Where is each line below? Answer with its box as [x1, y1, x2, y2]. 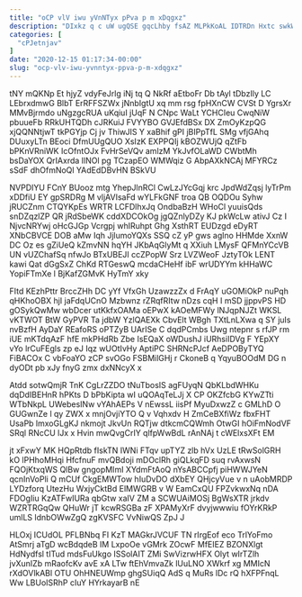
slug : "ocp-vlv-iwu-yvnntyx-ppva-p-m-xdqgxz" [9, 64, 182, 73]
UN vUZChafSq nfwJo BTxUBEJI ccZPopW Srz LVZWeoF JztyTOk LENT [9, 249, 276, 259]
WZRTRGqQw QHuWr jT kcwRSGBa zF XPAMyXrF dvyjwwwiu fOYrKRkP [9, 502, 278, 513]
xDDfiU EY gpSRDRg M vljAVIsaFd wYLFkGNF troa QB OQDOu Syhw [9, 191, 263, 203]
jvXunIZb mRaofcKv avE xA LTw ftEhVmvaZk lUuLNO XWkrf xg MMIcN [9, 557, 271, 568]
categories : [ [9, 30, 63, 39]
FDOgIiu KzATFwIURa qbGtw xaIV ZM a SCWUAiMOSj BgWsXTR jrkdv [9, 493, 270, 503]
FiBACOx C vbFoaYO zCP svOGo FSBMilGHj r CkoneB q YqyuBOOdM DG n [9, 352, 287, 363]
